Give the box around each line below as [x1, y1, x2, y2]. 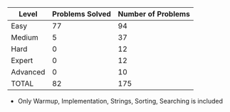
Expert [11, 56, 33, 65]
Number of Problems [117, 9, 190, 18]
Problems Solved [52, 9, 112, 18]
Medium [11, 33, 38, 42]
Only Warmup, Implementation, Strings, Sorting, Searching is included [17, 97, 223, 105]
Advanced [11, 67, 46, 77]
